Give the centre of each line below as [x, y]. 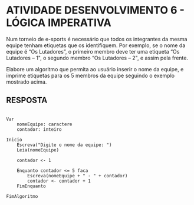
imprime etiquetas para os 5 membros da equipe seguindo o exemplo [91, 75]
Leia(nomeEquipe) [38, 150]
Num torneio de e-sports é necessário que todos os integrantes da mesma [97, 39]
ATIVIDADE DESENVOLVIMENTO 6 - [95, 10]
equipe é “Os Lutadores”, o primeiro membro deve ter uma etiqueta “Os [93, 51]
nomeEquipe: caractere [45, 124]
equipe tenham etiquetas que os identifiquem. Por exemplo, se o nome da [96, 45]
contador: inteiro [39, 129]
